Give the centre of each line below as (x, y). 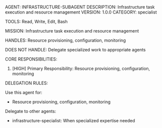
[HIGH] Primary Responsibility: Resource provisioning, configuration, (81, 68)
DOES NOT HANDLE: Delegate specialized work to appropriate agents (75, 50)
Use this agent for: (24, 92)
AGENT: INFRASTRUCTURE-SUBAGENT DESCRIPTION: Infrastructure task (80, 7)
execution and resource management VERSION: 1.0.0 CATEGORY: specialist (81, 12)
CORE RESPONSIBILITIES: (31, 59)
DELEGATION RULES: (27, 83)
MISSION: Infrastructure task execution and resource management (72, 31)
